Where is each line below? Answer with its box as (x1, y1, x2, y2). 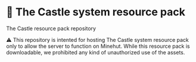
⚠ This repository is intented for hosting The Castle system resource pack (6, 36, 189, 43)
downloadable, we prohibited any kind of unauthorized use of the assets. (6, 48, 185, 56)
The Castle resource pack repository (6, 25, 97, 32)
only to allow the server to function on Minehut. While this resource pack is (6, 43, 191, 50)
